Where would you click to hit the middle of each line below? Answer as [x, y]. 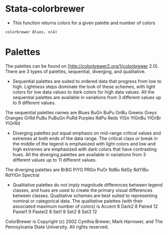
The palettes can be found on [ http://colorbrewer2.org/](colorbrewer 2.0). [82, 66]
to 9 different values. [34, 103]
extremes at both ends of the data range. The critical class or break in [85, 138]
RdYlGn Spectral [22, 175]
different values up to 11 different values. [54, 160]
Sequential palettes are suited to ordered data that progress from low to [87, 81]
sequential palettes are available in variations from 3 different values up [87, 97]
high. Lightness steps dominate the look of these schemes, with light [84, 86]
